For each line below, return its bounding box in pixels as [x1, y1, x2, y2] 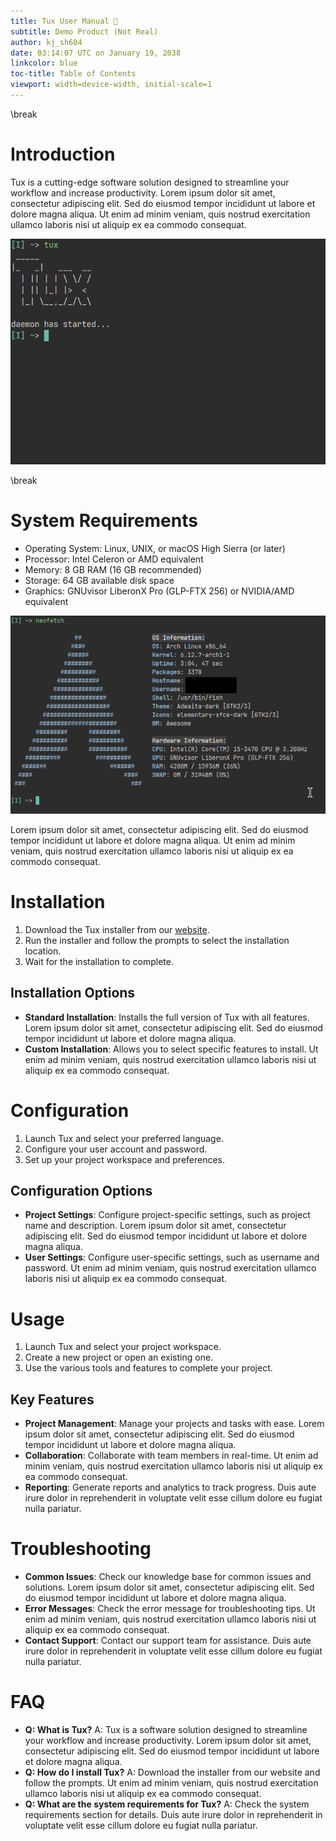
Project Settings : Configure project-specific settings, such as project [24, 1209, 311, 1221]
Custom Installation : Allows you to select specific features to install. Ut [24, 1043, 319, 1055]
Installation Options [10, 985, 136, 1002]
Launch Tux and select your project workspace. [24, 1341, 222, 1353]
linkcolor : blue [10, 58, 78, 69]
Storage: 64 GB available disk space [24, 574, 175, 586]
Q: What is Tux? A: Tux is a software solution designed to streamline [24, 1723, 308, 1735]
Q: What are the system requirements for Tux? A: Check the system [24, 1798, 310, 1810]
